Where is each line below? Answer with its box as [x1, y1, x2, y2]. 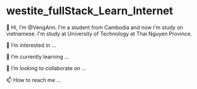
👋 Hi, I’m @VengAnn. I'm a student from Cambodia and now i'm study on [6, 24, 184, 31]
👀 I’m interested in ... [6, 42, 56, 49]
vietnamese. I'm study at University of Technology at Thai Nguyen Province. [6, 30, 192, 37]
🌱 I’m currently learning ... [6, 53, 69, 60]
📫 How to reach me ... [6, 76, 61, 84]
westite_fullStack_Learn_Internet [6, 4, 173, 18]
